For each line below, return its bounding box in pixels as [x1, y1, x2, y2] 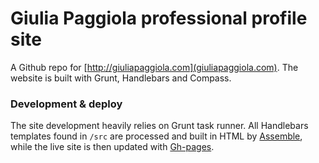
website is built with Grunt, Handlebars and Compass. [10, 72, 232, 84]
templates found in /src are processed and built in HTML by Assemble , [10, 130, 303, 142]
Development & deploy [10, 97, 123, 111]
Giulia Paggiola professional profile [10, 7, 308, 30]
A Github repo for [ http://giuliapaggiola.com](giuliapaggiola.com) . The [10, 61, 299, 73]
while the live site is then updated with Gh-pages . [10, 141, 215, 153]
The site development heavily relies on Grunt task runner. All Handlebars [10, 120, 309, 132]
